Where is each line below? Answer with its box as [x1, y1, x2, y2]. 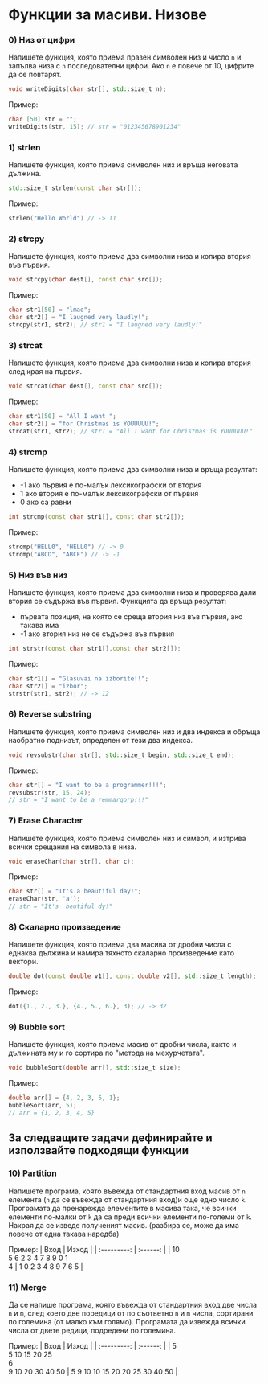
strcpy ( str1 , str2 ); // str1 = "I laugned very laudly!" [8, 321, 203, 329]
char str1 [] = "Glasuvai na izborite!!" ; [8, 674, 149, 683]
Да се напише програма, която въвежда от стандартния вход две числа [8, 1300, 258, 1309]
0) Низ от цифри [8, 35, 75, 46]
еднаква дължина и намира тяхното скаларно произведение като [8, 948, 235, 958]
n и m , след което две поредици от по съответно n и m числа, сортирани [8, 1308, 254, 1318]
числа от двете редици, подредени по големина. [8, 1325, 177, 1335]
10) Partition [8, 1168, 58, 1179]
